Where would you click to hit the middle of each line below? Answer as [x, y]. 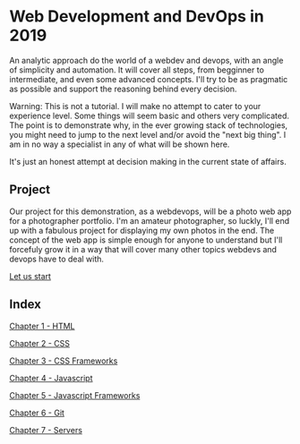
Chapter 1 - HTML [42, 326]
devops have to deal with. [57, 259]
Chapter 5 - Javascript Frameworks [75, 395]
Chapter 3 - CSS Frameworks [64, 361]
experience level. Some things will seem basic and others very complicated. [149, 115]
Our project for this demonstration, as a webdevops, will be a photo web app [150, 211]
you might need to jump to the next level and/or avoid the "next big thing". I [148, 134]
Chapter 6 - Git [37, 413]
